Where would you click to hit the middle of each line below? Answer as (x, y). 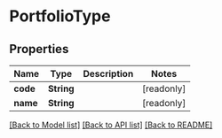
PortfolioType (60, 16)
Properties (39, 49)
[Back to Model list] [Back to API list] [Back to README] (111, 125)
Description (108, 74)
